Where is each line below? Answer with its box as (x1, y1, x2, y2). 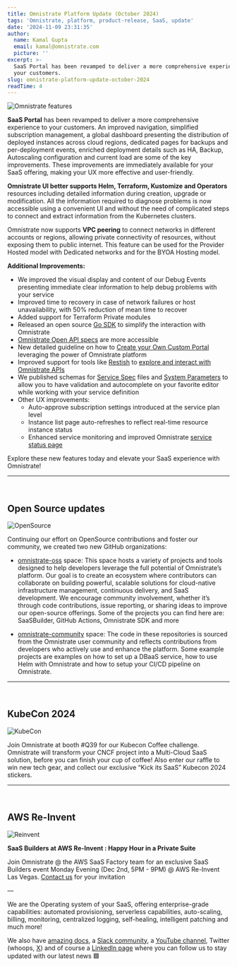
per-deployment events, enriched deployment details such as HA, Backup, (7, 146, 224, 154)
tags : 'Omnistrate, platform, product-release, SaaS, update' (7, 17, 194, 24)
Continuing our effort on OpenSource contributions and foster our (7, 535, 199, 544)
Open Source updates (7, 502, 106, 514)
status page (28, 441, 63, 449)
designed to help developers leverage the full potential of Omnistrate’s (17, 564, 222, 572)
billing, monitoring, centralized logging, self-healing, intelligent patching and (7, 915, 229, 923)
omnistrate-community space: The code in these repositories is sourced (17, 630, 228, 639)
